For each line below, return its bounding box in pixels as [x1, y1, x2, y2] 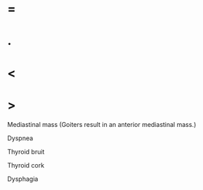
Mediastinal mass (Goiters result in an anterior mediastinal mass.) [7, 120, 197, 128]
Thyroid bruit [7, 147, 45, 156]
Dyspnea [7, 134, 34, 142]
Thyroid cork [7, 161, 44, 169]
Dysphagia [7, 175, 39, 183]
